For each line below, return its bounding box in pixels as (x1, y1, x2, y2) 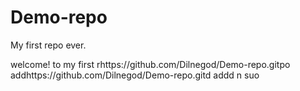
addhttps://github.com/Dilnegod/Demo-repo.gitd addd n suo (10, 69, 260, 81)
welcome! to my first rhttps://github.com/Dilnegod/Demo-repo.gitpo (10, 58, 291, 70)
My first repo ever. (10, 39, 87, 51)
